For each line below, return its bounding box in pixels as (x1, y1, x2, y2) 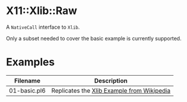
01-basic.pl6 (9, 86, 46, 94)
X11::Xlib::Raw (6, 4, 78, 18)
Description (94, 76, 127, 84)
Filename (14, 76, 41, 84)
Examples (6, 56, 55, 69)
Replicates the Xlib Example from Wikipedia (51, 86, 171, 94)
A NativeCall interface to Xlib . (6, 23, 80, 30)
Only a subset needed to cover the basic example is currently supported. (6, 35, 182, 42)
